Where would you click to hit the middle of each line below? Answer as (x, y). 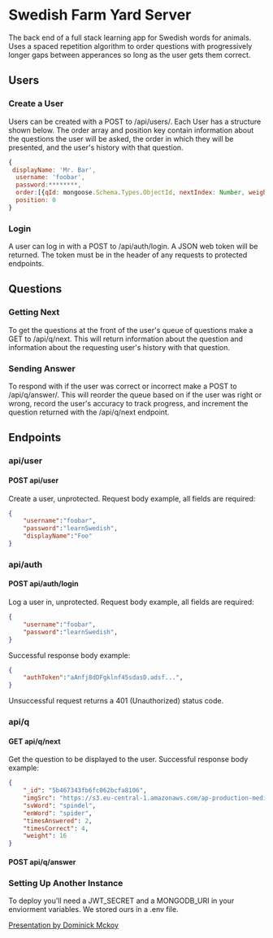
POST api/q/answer (42, 861)
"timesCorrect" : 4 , (56, 828)
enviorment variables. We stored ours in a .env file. (93, 910)
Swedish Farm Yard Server (100, 15)
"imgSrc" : (40, 798)
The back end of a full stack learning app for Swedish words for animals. (130, 37)
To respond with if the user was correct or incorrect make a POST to (123, 386)
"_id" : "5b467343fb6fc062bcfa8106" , (85, 791)
